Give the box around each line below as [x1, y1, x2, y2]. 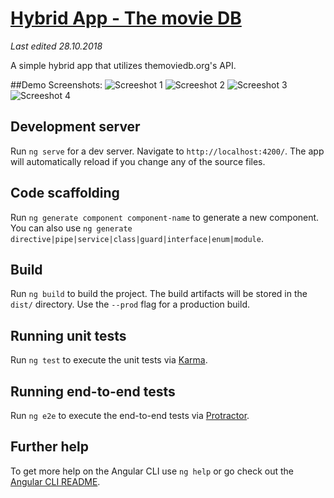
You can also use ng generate [10, 222, 133, 234]
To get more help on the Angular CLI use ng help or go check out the [10, 465, 294, 477]
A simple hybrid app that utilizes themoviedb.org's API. [10, 59, 237, 71]
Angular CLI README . [10, 475, 101, 487]
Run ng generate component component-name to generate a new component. [10, 211, 320, 223]
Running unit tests [10, 327, 127, 344]
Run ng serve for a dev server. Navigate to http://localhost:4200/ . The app [10, 145, 325, 157]
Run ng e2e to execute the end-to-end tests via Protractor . [10, 410, 250, 421]
